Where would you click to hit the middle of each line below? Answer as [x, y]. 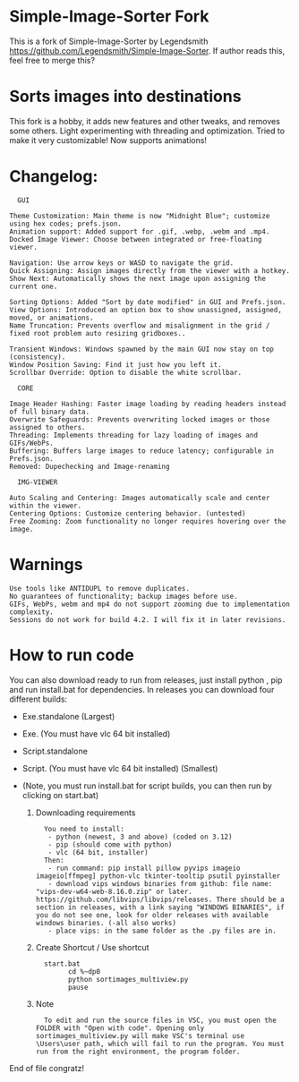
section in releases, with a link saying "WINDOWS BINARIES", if [160, 907]
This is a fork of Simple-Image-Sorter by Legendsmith [109, 41]
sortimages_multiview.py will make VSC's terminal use [140, 1035]
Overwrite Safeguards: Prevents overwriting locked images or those [140, 419]
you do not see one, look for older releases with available [152, 915]
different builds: [38, 699]
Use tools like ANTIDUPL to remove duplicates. [100, 588]
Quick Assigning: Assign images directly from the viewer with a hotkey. [150, 270]
